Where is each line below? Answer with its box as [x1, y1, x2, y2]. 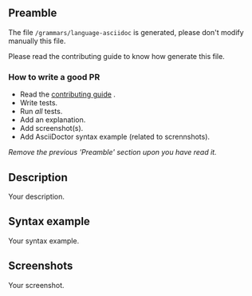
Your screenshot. [8, 280, 65, 290]
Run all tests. [19, 107, 63, 116]
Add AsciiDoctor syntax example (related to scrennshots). [19, 132, 210, 142]
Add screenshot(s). [19, 124, 84, 133]
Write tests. [19, 98, 58, 108]
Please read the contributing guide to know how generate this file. [8, 51, 225, 61]
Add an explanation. [19, 115, 86, 124]
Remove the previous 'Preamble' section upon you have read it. [8, 148, 217, 157]
